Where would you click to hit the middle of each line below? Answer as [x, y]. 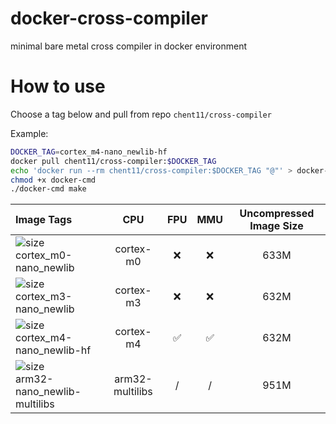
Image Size [276, 226]
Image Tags [44, 220]
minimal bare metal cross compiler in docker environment [129, 46]
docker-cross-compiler [109, 18]
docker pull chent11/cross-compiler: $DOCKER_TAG [113, 161]
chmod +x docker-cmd [53, 180]
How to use [58, 86]
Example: [29, 133]
